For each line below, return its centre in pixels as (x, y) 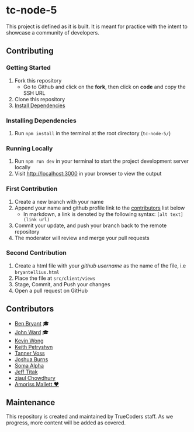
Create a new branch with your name (59, 201)
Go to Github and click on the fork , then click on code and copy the (104, 87)
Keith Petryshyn (34, 347)
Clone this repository (40, 99)
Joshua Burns (31, 359)
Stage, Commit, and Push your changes (62, 284)
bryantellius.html (37, 272)
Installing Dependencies (41, 121)
